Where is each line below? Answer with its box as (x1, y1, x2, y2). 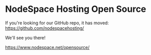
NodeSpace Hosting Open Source (5, 3, 147, 15)
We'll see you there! (5, 35, 46, 41)
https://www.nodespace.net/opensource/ (5, 44, 90, 50)
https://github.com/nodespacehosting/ (5, 25, 84, 31)
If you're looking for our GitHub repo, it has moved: (5, 20, 109, 26)
